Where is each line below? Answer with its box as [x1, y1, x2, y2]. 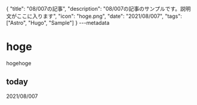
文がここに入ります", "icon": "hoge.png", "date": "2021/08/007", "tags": [6, 12, 182, 20]
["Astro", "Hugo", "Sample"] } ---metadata [6, 20, 110, 26]
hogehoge [6, 59, 32, 66]
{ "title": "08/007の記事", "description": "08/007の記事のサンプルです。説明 [6, 5, 191, 12]
